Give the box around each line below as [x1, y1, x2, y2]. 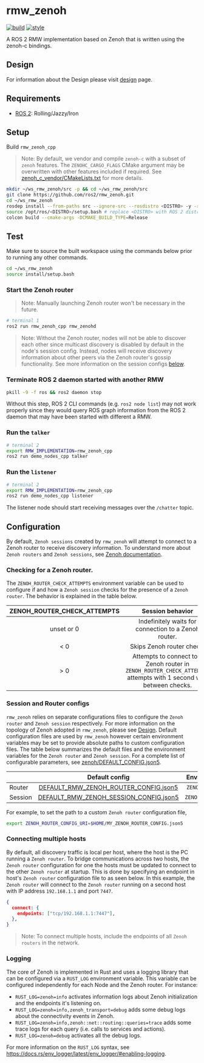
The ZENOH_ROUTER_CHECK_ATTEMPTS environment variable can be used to [6, 580, 184, 587]
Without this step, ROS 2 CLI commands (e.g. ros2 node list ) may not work [6, 400, 196, 407]
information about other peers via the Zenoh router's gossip [21, 354, 171, 361]
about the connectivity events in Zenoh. [15, 1012, 115, 1019]
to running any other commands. [6, 254, 88, 261]
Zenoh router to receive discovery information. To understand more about [6, 544, 191, 552]
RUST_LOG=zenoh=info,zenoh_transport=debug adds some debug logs [15, 1006, 186, 1013]
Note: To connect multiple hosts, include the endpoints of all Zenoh [21, 933, 187, 940]
